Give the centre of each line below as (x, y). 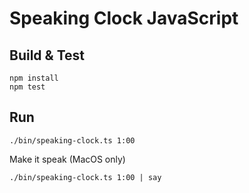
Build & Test (47, 55)
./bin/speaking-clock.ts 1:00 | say (85, 177)
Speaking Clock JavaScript (124, 18)
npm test (27, 87)
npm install (34, 78)
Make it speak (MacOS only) (67, 159)
